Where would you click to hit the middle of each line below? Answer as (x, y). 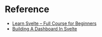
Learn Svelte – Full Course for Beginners (54, 23)
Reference (27, 9)
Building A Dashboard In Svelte (44, 28)
